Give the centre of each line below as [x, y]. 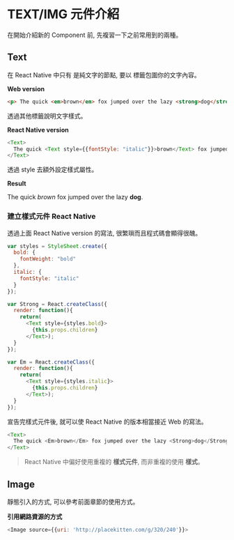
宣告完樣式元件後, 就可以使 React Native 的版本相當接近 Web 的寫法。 [107, 422]
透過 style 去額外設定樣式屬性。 [53, 170]
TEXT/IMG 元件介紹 [63, 14]
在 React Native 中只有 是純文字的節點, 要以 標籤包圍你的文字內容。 [104, 75]
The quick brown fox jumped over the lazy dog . [75, 197]
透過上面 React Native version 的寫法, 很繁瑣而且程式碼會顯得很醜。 [104, 233]
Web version [26, 88]
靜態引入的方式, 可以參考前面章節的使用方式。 [73, 502]
